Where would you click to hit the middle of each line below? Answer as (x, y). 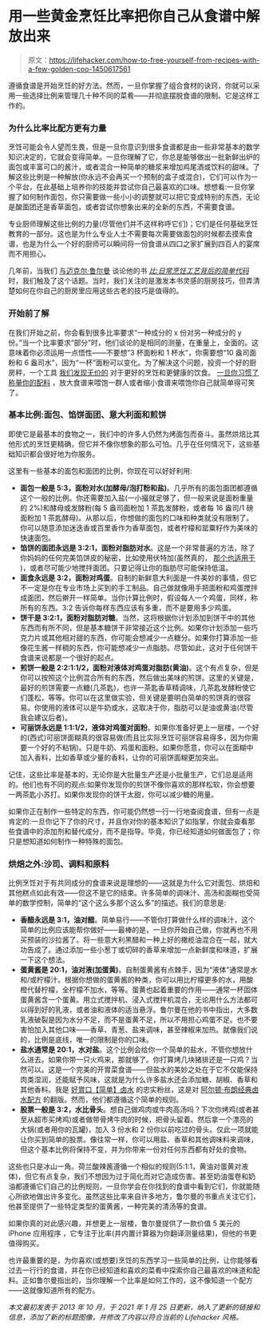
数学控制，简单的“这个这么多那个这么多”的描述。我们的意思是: (124, 903)
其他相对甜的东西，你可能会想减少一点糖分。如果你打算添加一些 (152, 637)
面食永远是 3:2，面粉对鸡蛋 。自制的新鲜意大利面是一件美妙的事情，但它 (138, 578)
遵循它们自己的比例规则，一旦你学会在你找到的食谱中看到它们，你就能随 (141, 1186)
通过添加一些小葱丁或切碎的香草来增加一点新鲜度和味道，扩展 (156, 950)
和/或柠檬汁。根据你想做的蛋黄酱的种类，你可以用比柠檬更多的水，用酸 (136, 980)
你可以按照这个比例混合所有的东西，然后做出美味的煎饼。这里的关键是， (138, 677)
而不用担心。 (29, 254)
